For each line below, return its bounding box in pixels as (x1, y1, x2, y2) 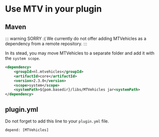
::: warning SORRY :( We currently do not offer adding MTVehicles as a (5, 35, 147, 41)
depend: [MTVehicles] (5, 127, 49, 132)
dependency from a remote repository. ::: (5, 41, 88, 47)
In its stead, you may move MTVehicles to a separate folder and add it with (5, 50, 155, 56)
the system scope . (5, 55, 40, 61)
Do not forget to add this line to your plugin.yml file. (5, 118, 109, 124)
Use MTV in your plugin (5, 3, 102, 15)
